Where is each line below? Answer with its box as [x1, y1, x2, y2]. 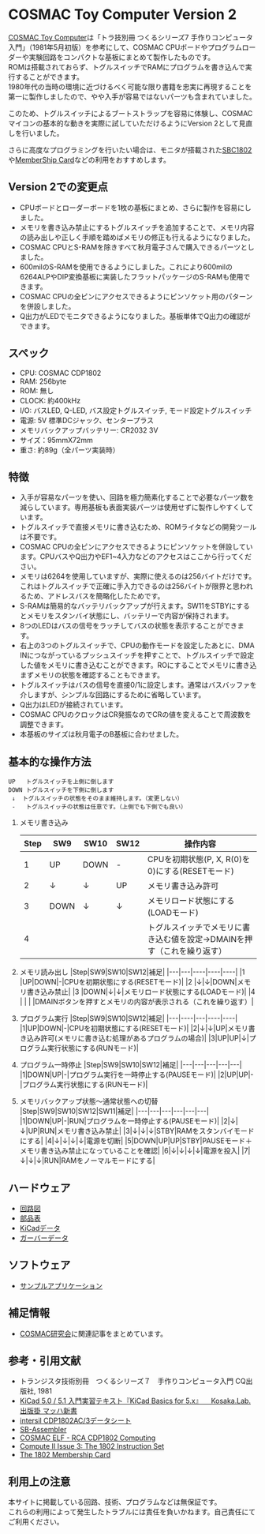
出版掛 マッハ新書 [19, 1406, 77, 1416]
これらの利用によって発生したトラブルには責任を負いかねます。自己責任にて [8, 1507, 256, 1517]
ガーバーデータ [19, 1233, 69, 1243]
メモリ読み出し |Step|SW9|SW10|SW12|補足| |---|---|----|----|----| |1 [19, 967, 245, 977]
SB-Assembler [19, 1425, 67, 1435]
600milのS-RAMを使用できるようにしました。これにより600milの [19, 262, 233, 272]
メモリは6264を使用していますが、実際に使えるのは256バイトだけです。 [19, 572, 256, 581]
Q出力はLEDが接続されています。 [19, 700, 128, 710]
